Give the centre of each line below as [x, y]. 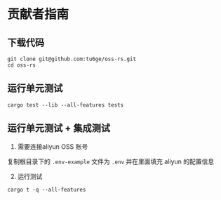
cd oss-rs [22, 65]
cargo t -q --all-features [47, 189]
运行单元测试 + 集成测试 [59, 128]
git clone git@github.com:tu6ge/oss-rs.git [72, 59]
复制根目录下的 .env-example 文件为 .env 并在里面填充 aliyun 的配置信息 [111, 161]
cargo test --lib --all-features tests [66, 105]
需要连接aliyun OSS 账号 [53, 146]
